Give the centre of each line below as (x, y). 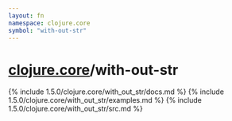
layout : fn (26, 16)
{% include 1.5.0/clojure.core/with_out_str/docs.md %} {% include (116, 92)
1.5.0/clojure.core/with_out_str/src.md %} (75, 109)
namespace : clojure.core (49, 23)
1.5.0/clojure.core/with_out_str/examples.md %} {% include (105, 100)
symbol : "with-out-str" (48, 30)
